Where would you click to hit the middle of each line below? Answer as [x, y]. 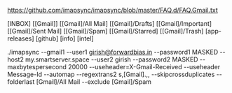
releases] [21, 38]
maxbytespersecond [37, 67]
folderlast [21, 82]
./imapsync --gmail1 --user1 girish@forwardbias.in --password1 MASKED [113, 52]
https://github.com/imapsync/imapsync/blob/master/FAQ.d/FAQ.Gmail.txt [113, 10]
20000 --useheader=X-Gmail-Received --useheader [144, 67]
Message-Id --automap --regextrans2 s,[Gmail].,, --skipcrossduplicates [111, 74]
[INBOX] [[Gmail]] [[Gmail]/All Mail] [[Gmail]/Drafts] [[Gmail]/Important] [110, 23]
